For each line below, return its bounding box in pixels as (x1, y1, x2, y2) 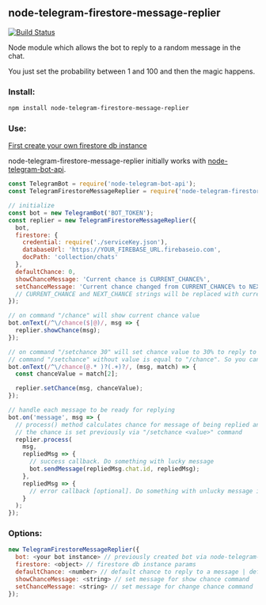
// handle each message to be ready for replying (8, 406, 176, 414)
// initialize (8, 202, 55, 210)
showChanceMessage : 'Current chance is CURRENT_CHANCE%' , (15, 275, 211, 283)
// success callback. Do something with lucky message (28, 458, 215, 466)
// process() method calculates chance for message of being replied (15, 420, 249, 428)
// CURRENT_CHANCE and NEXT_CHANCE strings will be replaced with (15, 290, 239, 298)
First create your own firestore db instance (8, 141, 148, 150)
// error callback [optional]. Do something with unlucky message (28, 487, 253, 495)
